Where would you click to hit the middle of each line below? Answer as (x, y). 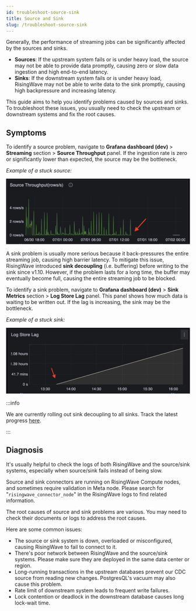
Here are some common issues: (44, 529)
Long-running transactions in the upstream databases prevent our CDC (100, 572)
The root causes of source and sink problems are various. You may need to (96, 512)
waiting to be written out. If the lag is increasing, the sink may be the (88, 302)
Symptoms (26, 132)
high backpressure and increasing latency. (65, 91)
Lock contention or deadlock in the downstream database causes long (99, 596)
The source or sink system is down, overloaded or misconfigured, (94, 540)
